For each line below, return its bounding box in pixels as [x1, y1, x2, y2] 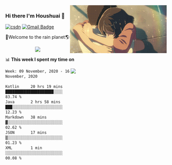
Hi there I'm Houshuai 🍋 [5, 12, 65, 19]
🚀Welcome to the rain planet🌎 [5, 34, 70, 40]
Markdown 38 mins [5, 115, 47, 120]
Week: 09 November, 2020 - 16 [5, 69, 70, 74]
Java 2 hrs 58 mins [5, 100, 60, 105]
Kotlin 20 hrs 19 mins [5, 84, 63, 89]
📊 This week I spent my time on [5, 56, 75, 63]
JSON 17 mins [5, 130, 47, 135]
